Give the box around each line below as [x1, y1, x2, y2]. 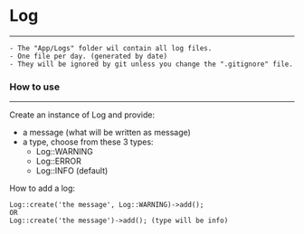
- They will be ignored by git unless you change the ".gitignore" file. [9, 60, 294, 69]
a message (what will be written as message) [22, 127, 192, 138]
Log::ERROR [35, 155, 81, 167]
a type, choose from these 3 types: [22, 136, 154, 147]
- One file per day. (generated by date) [9, 51, 168, 61]
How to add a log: [9, 183, 75, 194]
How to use [9, 80, 61, 93]
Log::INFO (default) [35, 165, 109, 176]
